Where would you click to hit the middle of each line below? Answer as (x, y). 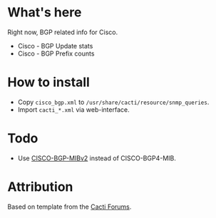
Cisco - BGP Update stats (55, 46)
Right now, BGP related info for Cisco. (63, 32)
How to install (49, 82)
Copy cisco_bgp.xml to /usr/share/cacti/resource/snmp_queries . (113, 102)
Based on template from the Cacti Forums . (70, 207)
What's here (45, 12)
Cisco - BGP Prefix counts (56, 53)
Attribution (40, 187)
